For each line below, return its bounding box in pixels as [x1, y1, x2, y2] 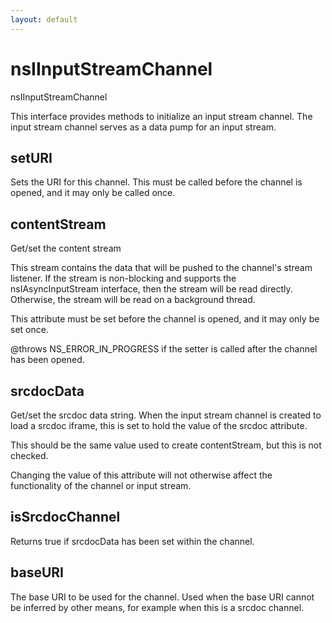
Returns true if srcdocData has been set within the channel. [10, 535, 255, 547]
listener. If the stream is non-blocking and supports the [10, 272, 237, 285]
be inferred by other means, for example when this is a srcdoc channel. [10, 601, 305, 613]
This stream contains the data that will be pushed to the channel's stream [10, 262, 313, 274]
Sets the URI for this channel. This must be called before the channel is [10, 176, 303, 188]
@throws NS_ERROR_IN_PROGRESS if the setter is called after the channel [10, 343, 318, 355]
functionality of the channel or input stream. [10, 480, 192, 491]
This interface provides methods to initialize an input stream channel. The [10, 110, 313, 122]
